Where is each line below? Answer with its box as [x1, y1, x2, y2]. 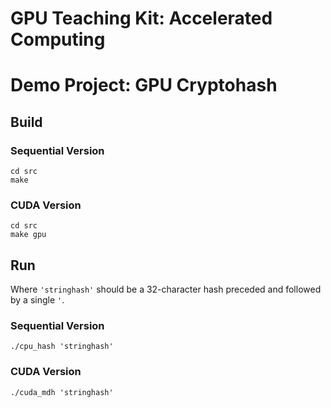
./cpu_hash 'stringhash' [10, 342, 114, 352]
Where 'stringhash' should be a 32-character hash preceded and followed [10, 283, 322, 296]
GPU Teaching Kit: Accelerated [10, 7, 273, 30]
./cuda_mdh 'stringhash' [10, 387, 114, 397]
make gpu [10, 230, 47, 240]
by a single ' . [10, 294, 65, 306]
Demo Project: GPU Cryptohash [10, 74, 278, 97]
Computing [10, 28, 106, 51]
